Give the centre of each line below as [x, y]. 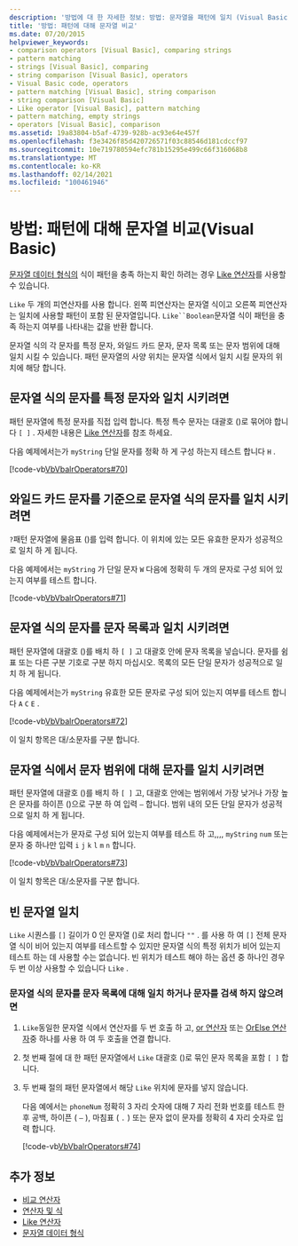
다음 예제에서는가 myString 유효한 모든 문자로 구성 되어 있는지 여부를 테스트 [140, 692]
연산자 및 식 [43, 1211]
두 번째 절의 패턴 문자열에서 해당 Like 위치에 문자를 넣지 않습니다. [135, 1088]
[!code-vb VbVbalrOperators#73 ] [69, 863]
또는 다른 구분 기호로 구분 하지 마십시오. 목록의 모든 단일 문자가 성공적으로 [146, 662]
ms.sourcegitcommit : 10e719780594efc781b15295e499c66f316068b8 [129, 149]
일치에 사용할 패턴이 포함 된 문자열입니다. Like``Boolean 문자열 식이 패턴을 [147, 315]
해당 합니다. [46, 368]
